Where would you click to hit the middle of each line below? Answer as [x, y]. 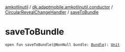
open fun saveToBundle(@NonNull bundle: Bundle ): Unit [62, 45]
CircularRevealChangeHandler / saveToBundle [52, 12]
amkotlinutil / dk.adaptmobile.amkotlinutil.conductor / [59, 7]
